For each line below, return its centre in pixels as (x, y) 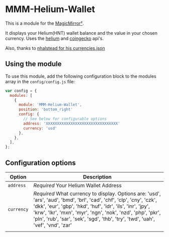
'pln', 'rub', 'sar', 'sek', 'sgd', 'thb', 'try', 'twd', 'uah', (94, 219)
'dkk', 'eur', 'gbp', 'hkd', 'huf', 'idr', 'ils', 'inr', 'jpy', (92, 206)
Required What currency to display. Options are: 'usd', (97, 194)
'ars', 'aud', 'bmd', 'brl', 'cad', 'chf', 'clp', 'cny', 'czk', (95, 200)
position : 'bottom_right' (46, 109)
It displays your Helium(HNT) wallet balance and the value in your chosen (81, 33)
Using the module (33, 64)
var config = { (21, 91)
